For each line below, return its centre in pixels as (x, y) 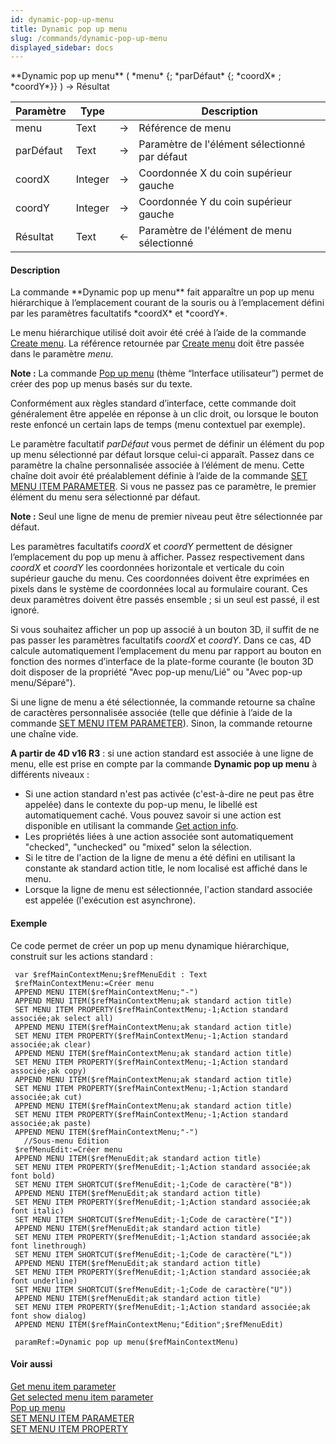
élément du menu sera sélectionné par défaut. (105, 497)
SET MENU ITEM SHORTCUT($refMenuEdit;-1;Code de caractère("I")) (153, 1219)
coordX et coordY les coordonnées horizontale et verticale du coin (147, 568)
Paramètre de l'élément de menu (215, 231)
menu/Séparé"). (43, 683)
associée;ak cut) (46, 1097)
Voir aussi (31, 1364)
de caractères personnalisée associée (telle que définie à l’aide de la (151, 713)
